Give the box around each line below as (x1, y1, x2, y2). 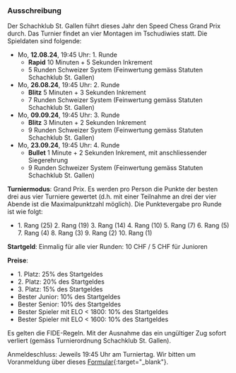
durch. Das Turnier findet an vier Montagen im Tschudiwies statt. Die (7, 29, 208, 38)
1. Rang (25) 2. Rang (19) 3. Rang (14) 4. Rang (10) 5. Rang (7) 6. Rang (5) (17, 221, 230, 230)
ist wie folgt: (7, 208, 44, 216)
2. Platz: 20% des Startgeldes (17, 277, 105, 286)
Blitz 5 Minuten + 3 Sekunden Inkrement (28, 88, 146, 97)
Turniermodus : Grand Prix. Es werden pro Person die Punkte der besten (7, 185, 218, 194)
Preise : (7, 256, 28, 265)
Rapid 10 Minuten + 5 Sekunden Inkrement (28, 58, 153, 67)
